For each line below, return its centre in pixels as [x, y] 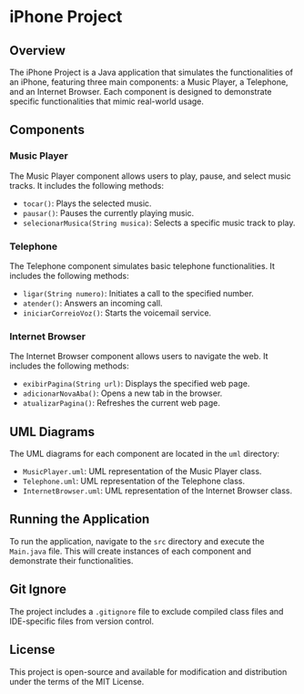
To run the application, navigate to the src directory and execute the [137, 541]
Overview [38, 51]
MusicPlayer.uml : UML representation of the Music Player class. [142, 471]
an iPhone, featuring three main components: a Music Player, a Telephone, [149, 82]
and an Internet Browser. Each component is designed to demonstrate [141, 92]
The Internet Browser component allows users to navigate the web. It [139, 357]
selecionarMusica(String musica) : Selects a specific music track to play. [159, 223]
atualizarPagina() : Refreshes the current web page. [121, 403]
